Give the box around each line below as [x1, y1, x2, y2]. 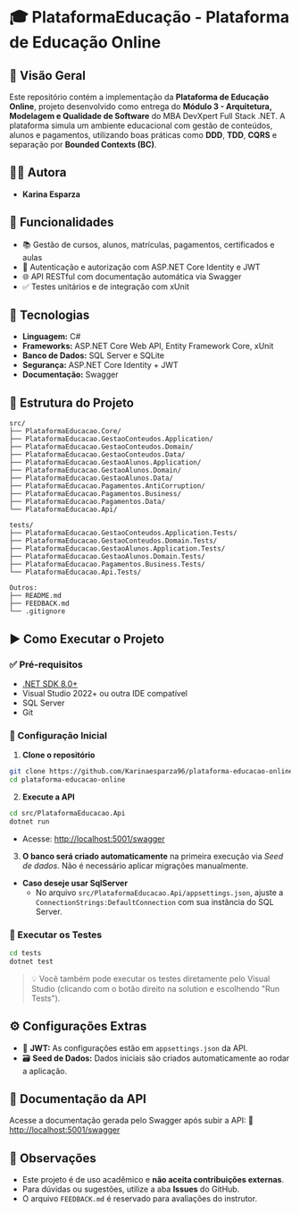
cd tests [9, 949, 42, 958]
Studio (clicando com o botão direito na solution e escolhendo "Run [30, 983, 280, 994]
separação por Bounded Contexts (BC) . [9, 140, 157, 149]
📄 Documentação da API [9, 1091, 147, 1106]
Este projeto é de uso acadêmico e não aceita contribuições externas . [21, 1175, 284, 1185]
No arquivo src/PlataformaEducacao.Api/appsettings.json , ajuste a [35, 887, 284, 898]
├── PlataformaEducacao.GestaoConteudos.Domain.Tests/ [9, 536, 218, 546]
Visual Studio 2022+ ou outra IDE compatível [21, 688, 187, 698]
